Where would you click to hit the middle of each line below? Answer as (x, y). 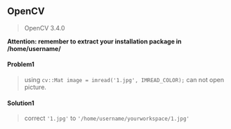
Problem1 (21, 64)
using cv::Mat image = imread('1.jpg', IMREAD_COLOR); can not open (124, 80)
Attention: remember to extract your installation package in (94, 41)
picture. (35, 87)
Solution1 (21, 103)
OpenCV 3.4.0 (44, 28)
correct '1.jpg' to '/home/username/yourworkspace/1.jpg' (106, 118)
